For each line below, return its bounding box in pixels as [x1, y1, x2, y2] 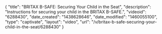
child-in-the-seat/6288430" [5, 24, 61, 30]
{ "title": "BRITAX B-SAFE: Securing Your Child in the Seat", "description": [5, 4, 151, 9]
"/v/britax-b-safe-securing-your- [91, 19, 157, 25]
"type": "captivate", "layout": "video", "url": [5, 19, 90, 25]
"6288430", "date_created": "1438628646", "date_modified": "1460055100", [5, 14, 158, 19]
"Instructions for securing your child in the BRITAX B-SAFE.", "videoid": [5, 9, 147, 15]
